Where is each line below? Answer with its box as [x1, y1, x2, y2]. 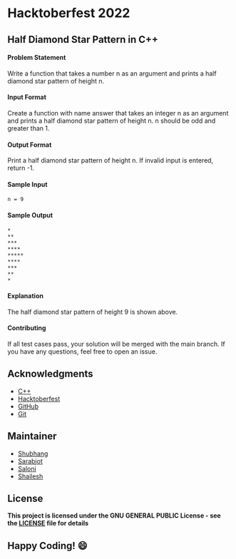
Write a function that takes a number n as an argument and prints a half [7, 69, 217, 78]
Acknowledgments [7, 368, 94, 380]
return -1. [7, 164, 34, 173]
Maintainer [7, 430, 57, 443]
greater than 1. [7, 123, 50, 133]
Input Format [7, 93, 46, 101]
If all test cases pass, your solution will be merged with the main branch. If [7, 340, 226, 348]
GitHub [17, 401, 39, 411]
